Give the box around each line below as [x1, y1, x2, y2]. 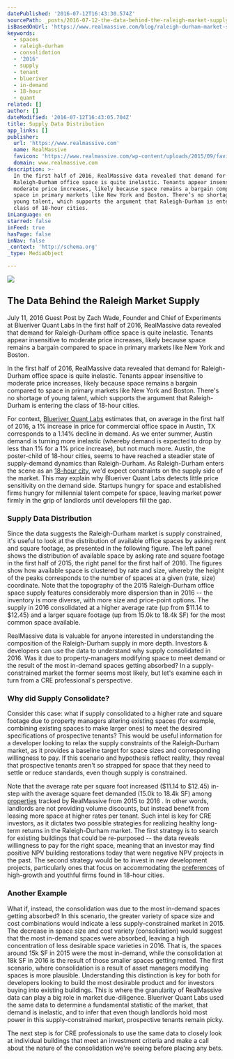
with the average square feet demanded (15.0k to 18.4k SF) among [21, 789, 212, 798]
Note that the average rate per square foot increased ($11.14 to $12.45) [7, 782, 210, 791]
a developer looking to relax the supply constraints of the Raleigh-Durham [7, 739, 219, 747]
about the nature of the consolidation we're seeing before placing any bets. [7, 1044, 224, 1052]
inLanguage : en [7, 211, 52, 218]
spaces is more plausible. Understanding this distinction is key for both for [7, 970, 221, 980]
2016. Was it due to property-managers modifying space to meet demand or [7, 654, 226, 662]
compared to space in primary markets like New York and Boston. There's [7, 386, 219, 395]
